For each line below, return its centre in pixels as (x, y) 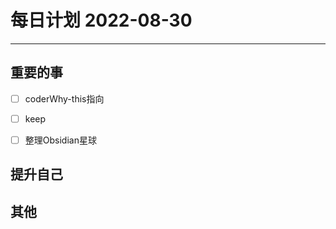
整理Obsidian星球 (60, 140)
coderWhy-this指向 (64, 98)
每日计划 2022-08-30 (101, 20)
